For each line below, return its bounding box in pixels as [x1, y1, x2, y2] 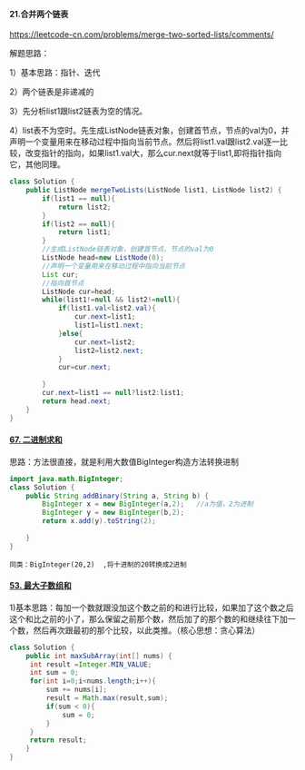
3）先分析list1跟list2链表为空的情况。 [9, 105, 148, 117]
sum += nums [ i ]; [45, 686, 107, 695]
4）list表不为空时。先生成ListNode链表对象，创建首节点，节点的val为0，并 [9, 125, 290, 136]
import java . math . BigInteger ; [9, 474, 124, 483]
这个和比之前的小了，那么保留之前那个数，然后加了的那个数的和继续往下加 [9, 613, 288, 624]
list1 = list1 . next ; [74, 321, 144, 331]
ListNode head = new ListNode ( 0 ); [42, 253, 165, 262]
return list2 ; [57, 202, 112, 212]
